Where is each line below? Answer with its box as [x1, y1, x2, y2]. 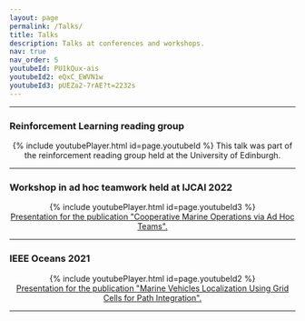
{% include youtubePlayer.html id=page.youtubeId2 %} [49, 273, 256, 284]
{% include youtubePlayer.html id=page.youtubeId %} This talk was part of [12, 140, 293, 151]
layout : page [9, 13, 59, 23]
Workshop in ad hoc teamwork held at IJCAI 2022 [9, 181, 233, 194]
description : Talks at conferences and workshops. [9, 38, 205, 48]
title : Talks [9, 30, 59, 39]
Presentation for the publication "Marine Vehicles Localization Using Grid [15, 283, 290, 294]
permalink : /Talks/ [9, 22, 84, 31]
